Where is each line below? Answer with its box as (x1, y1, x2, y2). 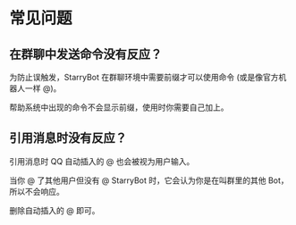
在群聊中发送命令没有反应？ (9, 46, 163, 62)
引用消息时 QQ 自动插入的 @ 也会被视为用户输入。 (9, 155, 195, 166)
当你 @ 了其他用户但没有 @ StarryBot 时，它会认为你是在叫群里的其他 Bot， (9, 175, 289, 186)
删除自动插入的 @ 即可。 (9, 204, 100, 215)
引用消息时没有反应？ (9, 130, 127, 146)
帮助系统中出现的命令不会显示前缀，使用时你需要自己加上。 (9, 102, 229, 112)
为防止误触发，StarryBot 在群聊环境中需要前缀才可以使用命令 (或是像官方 (9, 72, 279, 82)
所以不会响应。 (9, 186, 64, 196)
